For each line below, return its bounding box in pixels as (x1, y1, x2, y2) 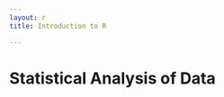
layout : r (9, 13, 47, 22)
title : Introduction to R (9, 22, 106, 31)
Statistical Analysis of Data (9, 68, 216, 88)
